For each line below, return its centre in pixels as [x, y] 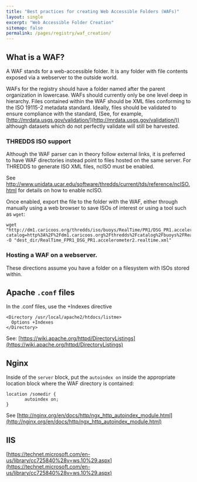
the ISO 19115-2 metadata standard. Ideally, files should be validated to [91, 107]
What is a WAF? [35, 57]
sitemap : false [25, 28]
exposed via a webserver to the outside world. [62, 77]
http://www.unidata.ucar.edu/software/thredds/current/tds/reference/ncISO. [98, 184]
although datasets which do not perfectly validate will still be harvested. [93, 126]
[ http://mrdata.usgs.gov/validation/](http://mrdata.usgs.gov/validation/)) [93, 120]
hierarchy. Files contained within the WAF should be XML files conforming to [98, 101]
